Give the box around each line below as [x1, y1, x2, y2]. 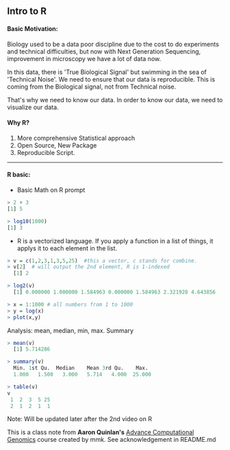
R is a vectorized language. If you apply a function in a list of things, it [16, 237, 214, 245]
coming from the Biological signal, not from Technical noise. [7, 82, 177, 91]
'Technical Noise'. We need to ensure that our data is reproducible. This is [7, 75, 216, 83]
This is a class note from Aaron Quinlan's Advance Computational [7, 428, 194, 436]
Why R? [7, 119, 29, 127]
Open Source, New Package [16, 141, 97, 150]
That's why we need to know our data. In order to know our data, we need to [7, 95, 223, 104]
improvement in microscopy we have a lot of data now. [7, 54, 162, 62]
